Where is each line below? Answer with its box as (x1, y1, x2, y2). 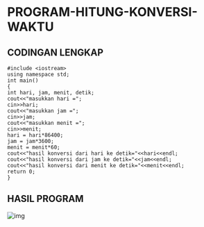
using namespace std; (7, 71, 70, 78)
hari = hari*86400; (7, 132, 64, 139)
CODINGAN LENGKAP (7, 47, 104, 58)
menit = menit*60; (7, 144, 60, 151)
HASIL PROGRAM (7, 193, 84, 205)
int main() (7, 77, 39, 84)
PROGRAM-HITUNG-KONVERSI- (7, 4, 198, 20)
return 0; (7, 168, 36, 175)
